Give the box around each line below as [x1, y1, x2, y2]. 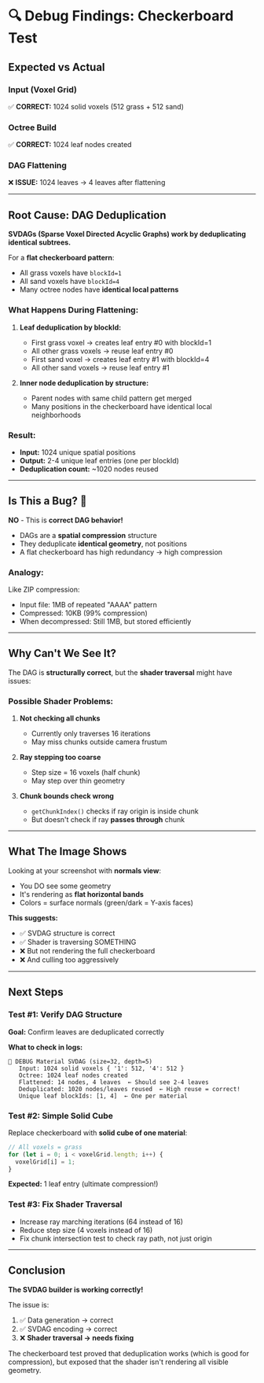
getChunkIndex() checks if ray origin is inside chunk [31, 806, 199, 816]
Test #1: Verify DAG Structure [8, 1009, 123, 1020]
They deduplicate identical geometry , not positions [19, 539, 187, 548]
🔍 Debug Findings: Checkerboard [8, 7, 234, 25]
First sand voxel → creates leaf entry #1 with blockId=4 [31, 354, 210, 363]
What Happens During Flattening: [8, 304, 139, 315]
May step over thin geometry [31, 776, 126, 786]
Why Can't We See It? [8, 647, 116, 660]
